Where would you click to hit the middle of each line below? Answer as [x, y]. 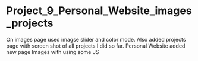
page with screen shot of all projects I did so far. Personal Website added [96, 46]
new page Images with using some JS [53, 52]
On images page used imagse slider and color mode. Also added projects [96, 39]
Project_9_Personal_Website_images [99, 11]
